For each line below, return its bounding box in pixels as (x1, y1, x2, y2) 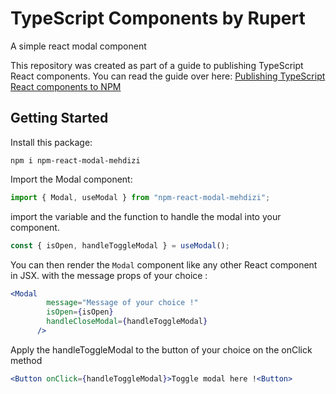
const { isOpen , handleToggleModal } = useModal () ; (10, 240, 230, 251)
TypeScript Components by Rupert (10, 7, 306, 30)
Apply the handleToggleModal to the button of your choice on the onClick (10, 343, 313, 356)
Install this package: (10, 136, 93, 148)
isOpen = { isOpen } (46, 307, 114, 317)
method (10, 354, 43, 366)
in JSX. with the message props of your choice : (10, 269, 208, 281)
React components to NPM (10, 80, 122, 92)
